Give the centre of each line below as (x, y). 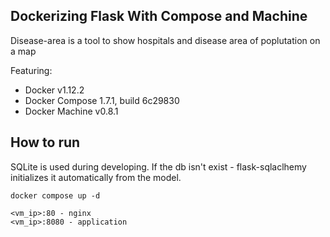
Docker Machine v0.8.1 (71, 111)
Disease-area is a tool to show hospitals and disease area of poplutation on (165, 40)
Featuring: (31, 70)
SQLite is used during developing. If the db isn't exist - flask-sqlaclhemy (158, 166)
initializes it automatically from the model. (96, 177)
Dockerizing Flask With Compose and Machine (159, 16)
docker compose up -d (55, 195)
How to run (45, 142)
